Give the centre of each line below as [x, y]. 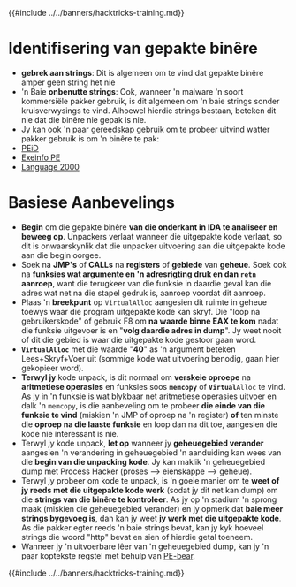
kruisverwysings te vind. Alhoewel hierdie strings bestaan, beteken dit [148, 111]
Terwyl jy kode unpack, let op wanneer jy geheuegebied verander [142, 443]
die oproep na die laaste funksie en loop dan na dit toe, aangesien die [149, 424]
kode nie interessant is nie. [70, 433]
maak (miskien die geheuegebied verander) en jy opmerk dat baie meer [152, 508]
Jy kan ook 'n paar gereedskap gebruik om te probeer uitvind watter [145, 129]
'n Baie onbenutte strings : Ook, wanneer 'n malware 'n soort [132, 91]
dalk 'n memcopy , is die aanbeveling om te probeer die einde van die [143, 405]
